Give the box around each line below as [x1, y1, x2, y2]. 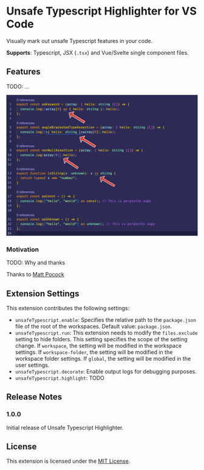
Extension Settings [6, 288, 80, 299]
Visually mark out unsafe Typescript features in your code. [6, 37, 153, 44]
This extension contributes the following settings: [6, 304, 129, 312]
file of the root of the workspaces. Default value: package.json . [15, 322, 172, 330]
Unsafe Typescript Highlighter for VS [6, 4, 197, 18]
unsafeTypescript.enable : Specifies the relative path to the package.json [15, 316, 196, 323]
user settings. [15, 361, 50, 369]
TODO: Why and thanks [6, 259, 66, 267]
